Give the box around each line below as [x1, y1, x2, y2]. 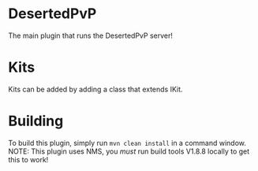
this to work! [8, 154, 49, 164]
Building [8, 112, 64, 130]
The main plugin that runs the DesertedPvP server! [8, 31, 174, 40]
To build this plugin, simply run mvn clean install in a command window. [8, 138, 246, 147]
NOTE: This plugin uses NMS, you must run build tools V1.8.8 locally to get [8, 147, 250, 156]
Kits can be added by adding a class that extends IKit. [8, 84, 183, 94]
